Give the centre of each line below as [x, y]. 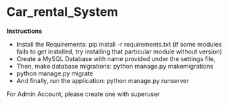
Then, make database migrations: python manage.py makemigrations [115, 66]
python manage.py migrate [55, 73]
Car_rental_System [62, 12]
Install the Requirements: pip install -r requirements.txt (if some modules [119, 44]
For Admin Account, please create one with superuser [83, 94]
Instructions [24, 31]
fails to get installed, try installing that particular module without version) [119, 51]
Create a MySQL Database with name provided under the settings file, [116, 58]
